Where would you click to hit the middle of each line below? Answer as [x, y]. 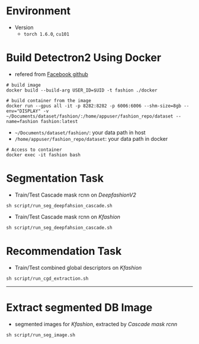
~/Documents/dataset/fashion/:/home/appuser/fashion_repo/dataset [90, 116]
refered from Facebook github [52, 74]
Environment [38, 11]
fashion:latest [59, 121]
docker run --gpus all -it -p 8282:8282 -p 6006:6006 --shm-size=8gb [94, 106]
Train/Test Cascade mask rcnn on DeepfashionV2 [75, 195]
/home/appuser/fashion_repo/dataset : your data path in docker [91, 138]
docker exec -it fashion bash [44, 155]
